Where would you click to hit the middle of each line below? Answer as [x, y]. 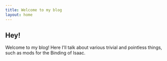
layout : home [19, 15]
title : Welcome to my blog [34, 10]
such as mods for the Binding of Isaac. [45, 53]
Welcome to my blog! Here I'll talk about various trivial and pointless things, [84, 48]
